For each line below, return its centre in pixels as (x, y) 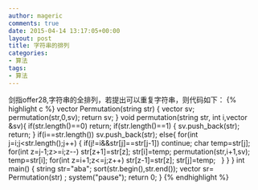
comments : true (34, 23)
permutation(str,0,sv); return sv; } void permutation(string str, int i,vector (128, 117)
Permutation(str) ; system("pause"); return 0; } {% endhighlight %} (119, 177)
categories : (28, 53)
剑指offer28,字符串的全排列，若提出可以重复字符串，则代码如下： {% (123, 99)
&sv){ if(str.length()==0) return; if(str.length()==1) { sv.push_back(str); (124, 126)
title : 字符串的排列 (39, 46)
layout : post (30, 38)
